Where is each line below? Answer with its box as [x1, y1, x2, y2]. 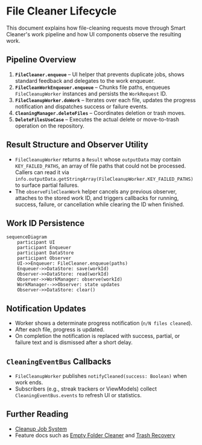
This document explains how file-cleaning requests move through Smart [6, 24, 186, 31]
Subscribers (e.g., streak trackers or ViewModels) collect [14, 385, 157, 392]
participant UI [17, 239, 55, 245]
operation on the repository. [14, 122, 84, 129]
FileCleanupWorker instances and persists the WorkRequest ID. [14, 89, 168, 97]
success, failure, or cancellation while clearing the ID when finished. [14, 201, 185, 208]
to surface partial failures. [14, 181, 80, 189]
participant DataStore [17, 250, 74, 256]
